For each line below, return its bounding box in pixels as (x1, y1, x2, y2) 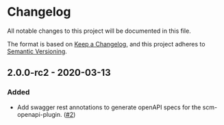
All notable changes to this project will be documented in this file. (7, 27, 192, 35)
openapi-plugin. (16, 110, 62, 118)
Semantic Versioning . (7, 47, 67, 55)
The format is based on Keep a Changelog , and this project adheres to (7, 40, 206, 48)
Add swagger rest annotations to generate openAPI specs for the (16, 103, 201, 111)
